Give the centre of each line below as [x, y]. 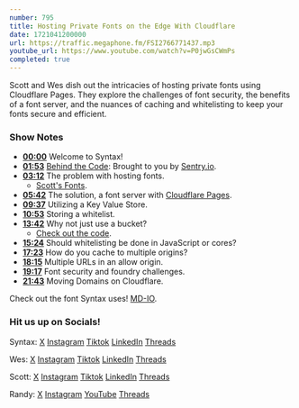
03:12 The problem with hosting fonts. [93, 176]
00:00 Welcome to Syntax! [72, 157]
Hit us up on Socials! [55, 322]
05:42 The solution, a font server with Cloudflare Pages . [127, 195]
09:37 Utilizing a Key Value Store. [85, 204]
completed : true [40, 59]
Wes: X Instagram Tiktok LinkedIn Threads [88, 359]
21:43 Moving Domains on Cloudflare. [93, 281]
